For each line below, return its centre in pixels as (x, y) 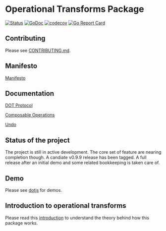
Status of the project (38, 140)
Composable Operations (30, 115)
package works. (22, 223)
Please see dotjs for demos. (34, 190)
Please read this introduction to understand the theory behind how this (77, 218)
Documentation (30, 93)
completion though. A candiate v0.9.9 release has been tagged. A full (76, 158)
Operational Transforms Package (75, 9)
